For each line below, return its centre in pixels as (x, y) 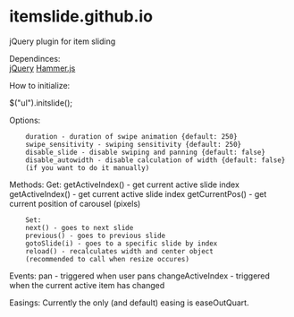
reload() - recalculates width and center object (120, 251)
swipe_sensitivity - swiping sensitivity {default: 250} (134, 144)
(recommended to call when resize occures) (108, 259)
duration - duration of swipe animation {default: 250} (132, 136)
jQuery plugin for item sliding (63, 41)
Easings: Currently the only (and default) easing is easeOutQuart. (129, 303)
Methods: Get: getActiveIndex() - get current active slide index (124, 184)
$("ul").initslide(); (41, 103)
